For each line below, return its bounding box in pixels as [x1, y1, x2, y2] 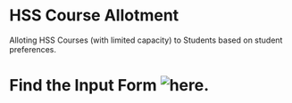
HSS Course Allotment [9, 5, 179, 26]
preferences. [9, 44, 56, 54]
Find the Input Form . [9, 75, 210, 96]
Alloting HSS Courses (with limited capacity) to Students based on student [9, 35, 283, 45]
